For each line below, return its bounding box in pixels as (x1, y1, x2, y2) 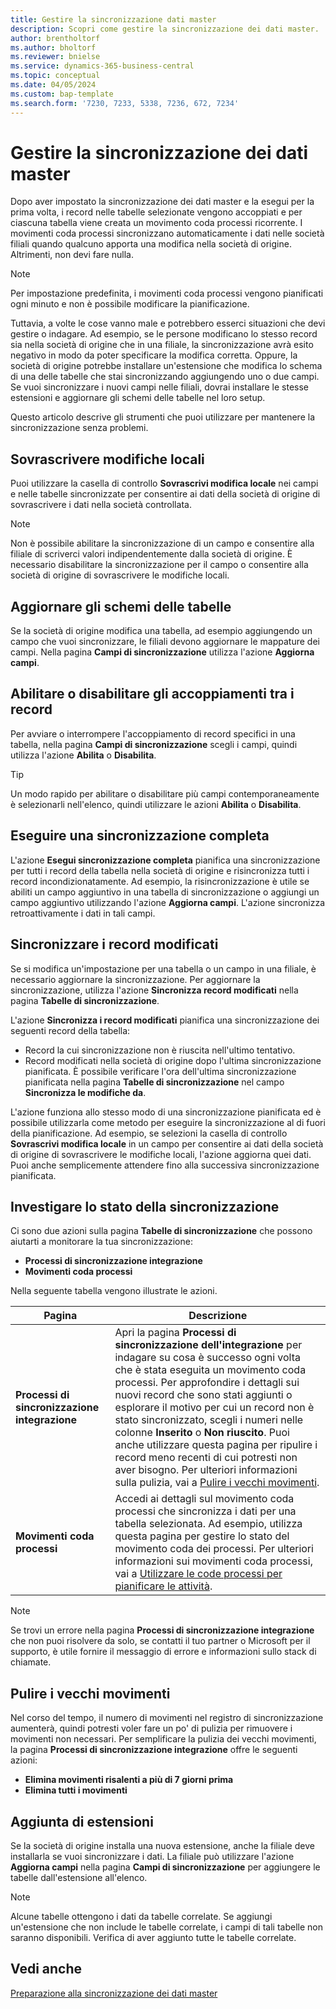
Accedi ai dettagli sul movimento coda (114, 1492, 295, 1506)
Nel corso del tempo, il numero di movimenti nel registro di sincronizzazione (10, 1712, 324, 1724)
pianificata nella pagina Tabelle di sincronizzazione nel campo (24, 1076, 285, 1088)
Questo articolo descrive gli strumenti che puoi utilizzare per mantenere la (10, 411, 315, 423)
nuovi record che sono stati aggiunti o (114, 1388, 293, 1402)
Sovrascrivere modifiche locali (10, 451, 205, 468)
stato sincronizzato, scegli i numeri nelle (114, 1413, 304, 1427)
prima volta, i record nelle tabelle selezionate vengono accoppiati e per (10, 206, 303, 218)
